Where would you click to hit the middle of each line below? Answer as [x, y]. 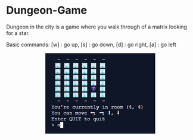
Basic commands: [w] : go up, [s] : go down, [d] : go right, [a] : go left [91, 44]
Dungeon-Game [47, 10]
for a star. [18, 33]
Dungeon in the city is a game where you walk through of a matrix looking [97, 27]
